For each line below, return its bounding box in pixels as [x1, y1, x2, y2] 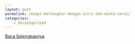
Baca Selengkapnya [5, 33, 45, 39]
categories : [5, 16, 29, 21]
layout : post [5, 7, 31, 12]
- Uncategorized [13, 20, 47, 25]
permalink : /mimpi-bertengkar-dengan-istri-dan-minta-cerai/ [5, 11, 131, 16]
